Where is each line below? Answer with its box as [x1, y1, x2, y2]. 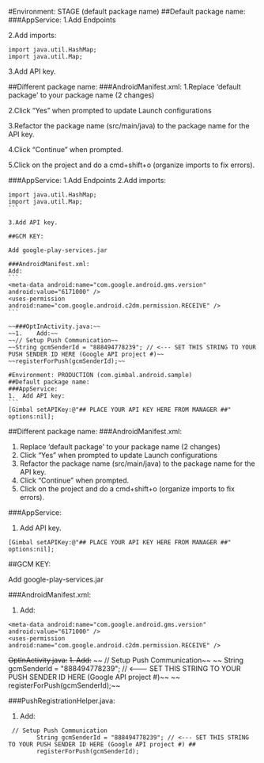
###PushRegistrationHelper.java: [8, 696, 116, 705]
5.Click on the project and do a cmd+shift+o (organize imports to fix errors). [8, 160, 255, 170]
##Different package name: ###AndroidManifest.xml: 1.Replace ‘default [8, 82, 241, 91]
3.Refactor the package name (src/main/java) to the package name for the [8, 121, 251, 130]
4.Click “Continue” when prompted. [8, 145, 124, 154]
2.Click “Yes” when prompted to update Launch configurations [8, 106, 212, 115]
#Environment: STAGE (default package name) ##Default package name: [8, 7, 247, 16]
